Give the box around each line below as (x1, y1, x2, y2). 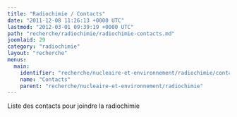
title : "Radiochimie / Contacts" (7, 10, 106, 18)
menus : (7, 56, 27, 63)
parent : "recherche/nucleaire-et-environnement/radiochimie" (20, 82, 203, 90)
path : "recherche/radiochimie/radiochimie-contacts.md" (7, 30, 175, 37)
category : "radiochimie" (7, 43, 80, 50)
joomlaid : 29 (7, 37, 46, 44)
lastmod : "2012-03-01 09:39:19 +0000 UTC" (7, 23, 134, 30)
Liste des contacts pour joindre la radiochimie (7, 101, 140, 110)
